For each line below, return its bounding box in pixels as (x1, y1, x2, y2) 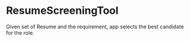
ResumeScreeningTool (6, 4, 119, 17)
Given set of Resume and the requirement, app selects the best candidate (6, 23, 184, 30)
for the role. (6, 29, 35, 36)
